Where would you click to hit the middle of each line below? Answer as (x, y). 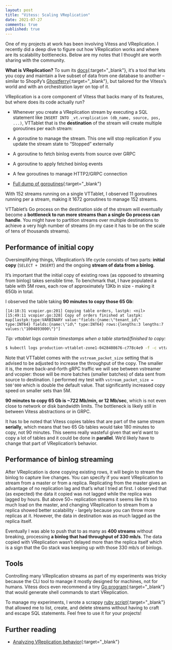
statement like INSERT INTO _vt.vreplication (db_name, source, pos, (87, 118)
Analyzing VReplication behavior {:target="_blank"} (66, 642)
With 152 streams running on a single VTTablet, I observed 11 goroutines (81, 194)
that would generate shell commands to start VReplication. (67, 592)
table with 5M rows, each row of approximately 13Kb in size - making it (80, 286)
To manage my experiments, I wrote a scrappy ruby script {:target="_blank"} (85, 602)
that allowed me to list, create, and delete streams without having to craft (82, 608)
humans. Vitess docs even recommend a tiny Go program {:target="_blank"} (85, 587)
